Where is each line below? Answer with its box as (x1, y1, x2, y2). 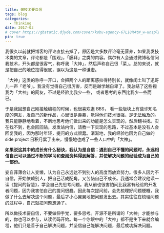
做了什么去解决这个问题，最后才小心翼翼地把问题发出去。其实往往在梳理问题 (5, 193, 159, 199)
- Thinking (9, 21, 32, 26)
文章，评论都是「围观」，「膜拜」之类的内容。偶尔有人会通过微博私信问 (18, 54, 159, 60)
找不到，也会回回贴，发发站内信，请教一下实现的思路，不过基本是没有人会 (9, 124, 159, 130)
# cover (5, 30, 21, 35)
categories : (5, 16, 29, 21)
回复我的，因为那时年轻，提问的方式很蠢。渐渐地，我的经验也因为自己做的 (5, 130, 155, 136)
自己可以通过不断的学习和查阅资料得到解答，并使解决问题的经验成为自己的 (9, 152, 159, 159)
